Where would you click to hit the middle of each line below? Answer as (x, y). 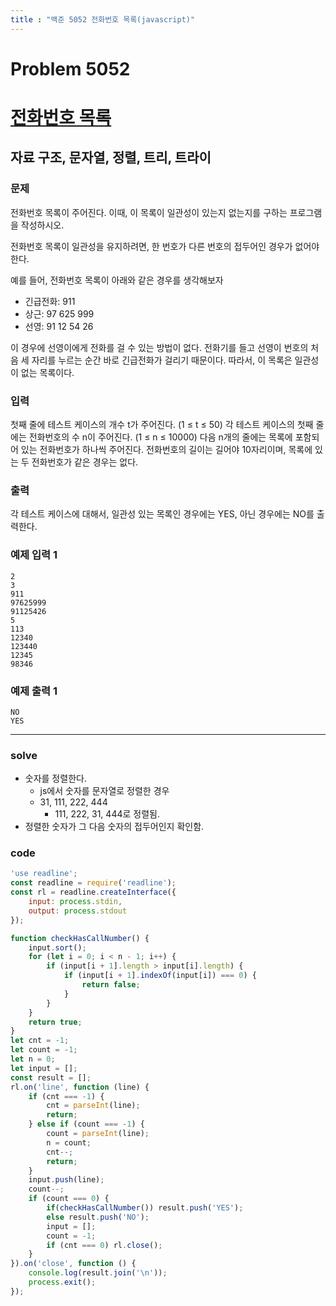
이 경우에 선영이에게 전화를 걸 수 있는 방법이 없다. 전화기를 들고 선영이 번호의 (159, 347)
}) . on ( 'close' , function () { (73, 1264)
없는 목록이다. (47, 372)
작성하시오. (42, 225)
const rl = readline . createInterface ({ (93, 892)
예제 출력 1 (34, 691)
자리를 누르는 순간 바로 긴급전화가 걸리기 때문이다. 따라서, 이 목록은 (162, 360)
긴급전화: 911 (50, 301)
